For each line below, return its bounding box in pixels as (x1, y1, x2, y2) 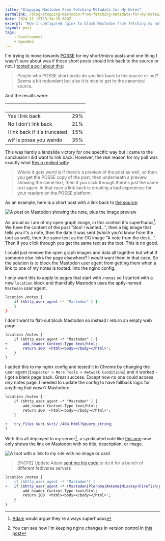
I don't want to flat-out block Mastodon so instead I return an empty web (5, 317, 152, 323)
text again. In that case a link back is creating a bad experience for (17, 185, 152, 191)
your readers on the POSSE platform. (17, 190, 92, 196)
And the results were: (5, 92, 49, 98)
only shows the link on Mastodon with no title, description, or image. (5, 441, 143, 447)
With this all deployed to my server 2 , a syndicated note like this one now (5, 435, 151, 441)
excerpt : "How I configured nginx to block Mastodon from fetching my (5, 21, 153, 26)
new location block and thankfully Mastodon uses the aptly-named (5, 280, 141, 286)
